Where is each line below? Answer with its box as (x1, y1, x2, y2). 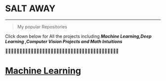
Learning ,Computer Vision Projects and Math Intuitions (5, 38, 123, 44)
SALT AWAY (5, 3, 56, 14)
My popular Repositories (17, 24, 68, 29)
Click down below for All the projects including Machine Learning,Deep (5, 33, 152, 39)
